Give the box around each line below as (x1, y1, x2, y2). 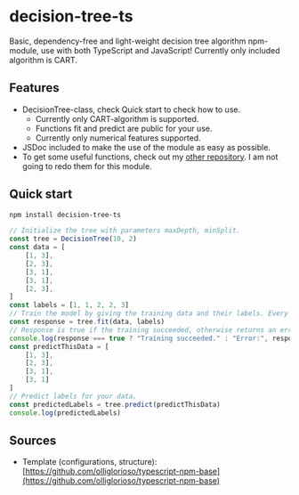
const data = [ (9, 243, 66, 252)
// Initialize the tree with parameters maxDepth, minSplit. (9, 226, 241, 235)
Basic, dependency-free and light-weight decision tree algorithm (9, 36, 246, 46)
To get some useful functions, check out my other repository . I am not (21, 151, 279, 162)
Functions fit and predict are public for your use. (35, 123, 213, 134)
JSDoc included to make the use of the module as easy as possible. (21, 142, 271, 152)
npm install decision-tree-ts (9, 210, 122, 219)
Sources (9, 433, 57, 448)
